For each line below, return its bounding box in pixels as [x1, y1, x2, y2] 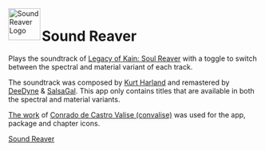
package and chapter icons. [8, 118, 101, 128]
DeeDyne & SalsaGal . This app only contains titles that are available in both [8, 85, 255, 95]
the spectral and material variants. [8, 94, 121, 104]
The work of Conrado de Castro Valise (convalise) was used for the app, [8, 109, 246, 119]
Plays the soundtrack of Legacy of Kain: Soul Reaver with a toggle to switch [8, 54, 257, 63]
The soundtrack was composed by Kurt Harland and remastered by [8, 77, 230, 87]
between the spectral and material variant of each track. [8, 62, 193, 71]
